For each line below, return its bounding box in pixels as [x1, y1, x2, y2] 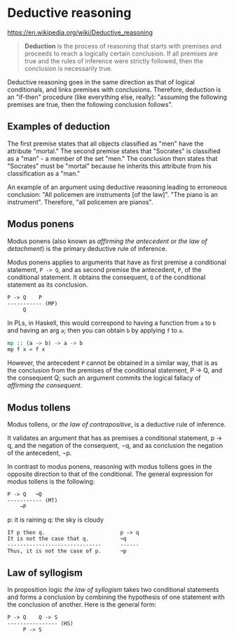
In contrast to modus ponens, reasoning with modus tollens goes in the [7, 463, 212, 471]
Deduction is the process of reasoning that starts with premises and [24, 41, 222, 50]
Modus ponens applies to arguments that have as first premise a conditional [7, 258, 226, 266]
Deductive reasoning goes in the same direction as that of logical [7, 77, 195, 86]
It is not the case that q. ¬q [7, 536, 128, 543]
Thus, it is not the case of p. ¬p [7, 548, 128, 555]
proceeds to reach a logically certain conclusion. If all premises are [24, 49, 219, 58]
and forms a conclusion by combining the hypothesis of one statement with [7, 593, 226, 601]
